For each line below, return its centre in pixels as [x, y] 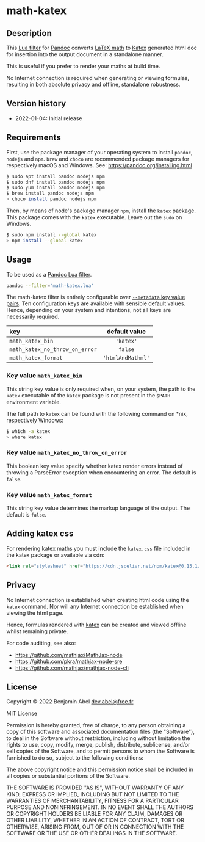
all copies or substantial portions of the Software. [68, 776]
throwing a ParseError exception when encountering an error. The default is [101, 472]
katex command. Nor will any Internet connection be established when [95, 606]
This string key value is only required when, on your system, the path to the [101, 389]
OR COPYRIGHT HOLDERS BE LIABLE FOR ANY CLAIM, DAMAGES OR [95, 814]
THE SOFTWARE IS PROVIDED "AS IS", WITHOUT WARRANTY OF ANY [95, 788]
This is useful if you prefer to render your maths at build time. [83, 66]
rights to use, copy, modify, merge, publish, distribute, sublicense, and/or [98, 745]
